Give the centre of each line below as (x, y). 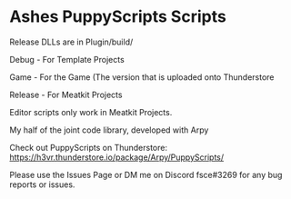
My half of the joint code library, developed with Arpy (109, 130)
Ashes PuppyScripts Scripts (118, 17)
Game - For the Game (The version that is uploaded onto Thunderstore (142, 77)
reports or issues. (42, 184)
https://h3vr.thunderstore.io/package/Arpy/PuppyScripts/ (117, 157)
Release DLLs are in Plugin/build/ (71, 42)
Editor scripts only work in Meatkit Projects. (91, 112)
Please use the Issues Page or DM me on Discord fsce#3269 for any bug (146, 174)
